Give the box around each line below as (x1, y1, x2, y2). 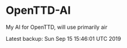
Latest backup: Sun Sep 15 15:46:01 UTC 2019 (5, 35, 122, 42)
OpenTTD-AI (5, 4, 71, 17)
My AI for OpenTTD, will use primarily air (5, 23, 107, 31)
